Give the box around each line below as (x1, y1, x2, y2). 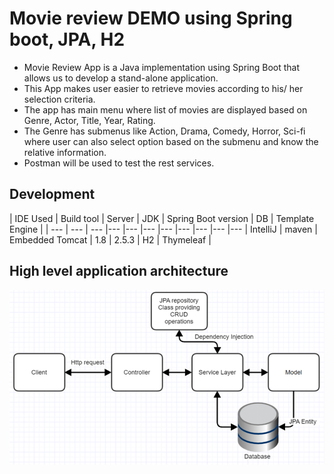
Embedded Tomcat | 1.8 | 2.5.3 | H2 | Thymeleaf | (9, 233, 212, 246)
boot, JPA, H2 (9, 28, 126, 51)
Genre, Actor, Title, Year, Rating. (23, 114, 156, 126)
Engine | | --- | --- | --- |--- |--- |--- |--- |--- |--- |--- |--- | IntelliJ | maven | (9, 223, 318, 235)
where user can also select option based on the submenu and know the (23, 135, 319, 147)
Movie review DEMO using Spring (9, 7, 293, 30)
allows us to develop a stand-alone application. (23, 72, 219, 84)
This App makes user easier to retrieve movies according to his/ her (23, 82, 304, 94)
